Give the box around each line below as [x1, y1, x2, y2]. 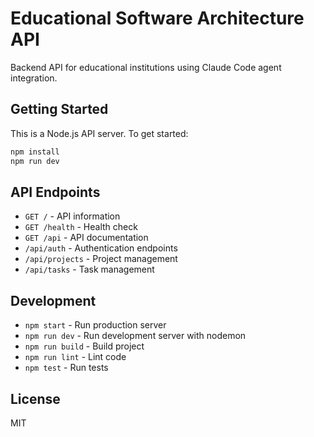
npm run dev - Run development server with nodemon [24, 330, 247, 342]
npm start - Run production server [24, 319, 167, 331]
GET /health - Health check [24, 221, 138, 233]
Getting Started [10, 101, 109, 118]
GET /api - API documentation [24, 232, 149, 244]
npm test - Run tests [24, 362, 109, 374]
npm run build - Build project [24, 340, 145, 352]
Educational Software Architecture [10, 7, 305, 30]
